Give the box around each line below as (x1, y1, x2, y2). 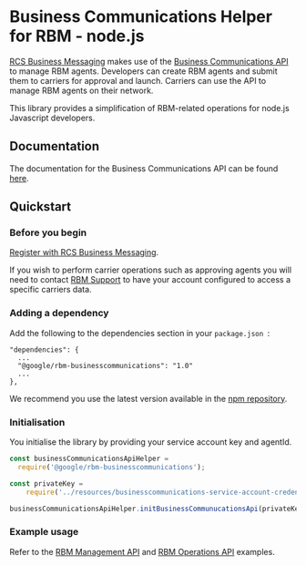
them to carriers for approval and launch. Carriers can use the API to (9, 75, 267, 86)
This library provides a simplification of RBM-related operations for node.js (9, 102, 290, 113)
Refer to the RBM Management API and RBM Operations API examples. (9, 546, 275, 557)
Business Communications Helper (9, 6, 273, 27)
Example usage (9, 526, 79, 539)
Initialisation (9, 416, 66, 428)
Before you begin (9, 226, 87, 239)
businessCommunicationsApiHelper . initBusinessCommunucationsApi (9, 504, 259, 513)
